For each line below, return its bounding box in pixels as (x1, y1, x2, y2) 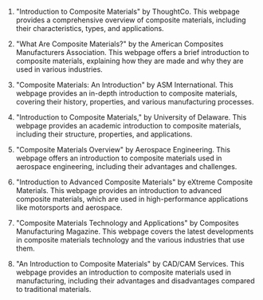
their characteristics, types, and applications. (15, 24, 165, 33)
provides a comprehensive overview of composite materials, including (15, 15, 246, 25)
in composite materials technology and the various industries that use (15, 235, 245, 244)
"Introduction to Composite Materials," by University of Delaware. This (15, 112, 247, 122)
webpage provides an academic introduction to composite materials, (15, 121, 241, 130)
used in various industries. (15, 65, 104, 74)
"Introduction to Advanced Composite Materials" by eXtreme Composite (15, 177, 253, 187)
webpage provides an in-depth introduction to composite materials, (15, 89, 237, 98)
